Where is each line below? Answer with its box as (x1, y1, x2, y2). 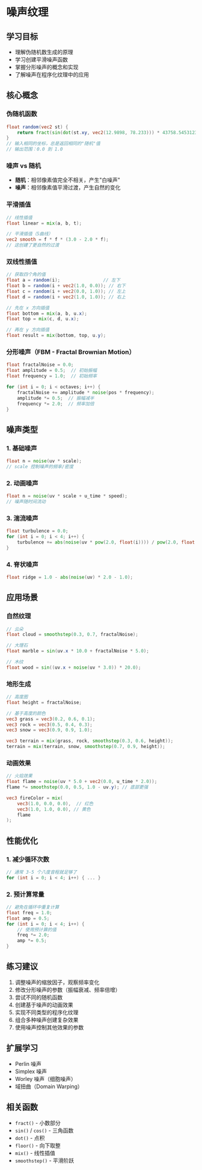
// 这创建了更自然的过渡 (6, 242, 60, 249)
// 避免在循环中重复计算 (6, 904, 60, 911)
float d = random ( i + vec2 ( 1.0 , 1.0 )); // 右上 (6, 294, 126, 300)
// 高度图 (6, 694, 28, 700)
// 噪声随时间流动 (6, 498, 46, 504)
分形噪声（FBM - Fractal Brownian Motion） (6, 348, 135, 356)
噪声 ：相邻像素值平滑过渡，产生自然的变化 (14, 184, 121, 191)
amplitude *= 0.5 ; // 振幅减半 (17, 395, 94, 401)
